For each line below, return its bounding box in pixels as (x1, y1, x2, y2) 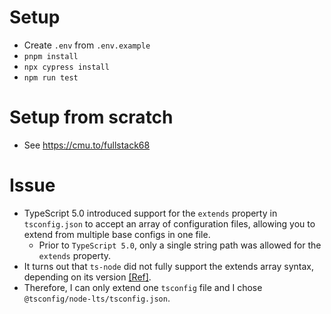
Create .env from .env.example (23, 39, 151, 51)
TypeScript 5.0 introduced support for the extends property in (23, 207, 278, 219)
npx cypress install (23, 62, 110, 72)
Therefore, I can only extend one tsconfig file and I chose (23, 281, 263, 293)
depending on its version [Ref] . (23, 271, 152, 283)
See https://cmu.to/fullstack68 (23, 139, 151, 151)
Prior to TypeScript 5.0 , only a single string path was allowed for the (38, 239, 322, 251)
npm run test (23, 72, 79, 83)
